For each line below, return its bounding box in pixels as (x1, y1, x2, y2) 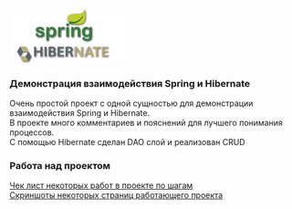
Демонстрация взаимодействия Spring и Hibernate (9, 77, 251, 89)
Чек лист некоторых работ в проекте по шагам (9, 180, 193, 191)
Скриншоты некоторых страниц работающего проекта (9, 190, 224, 201)
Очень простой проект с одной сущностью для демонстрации (9, 98, 254, 109)
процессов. (9, 127, 55, 138)
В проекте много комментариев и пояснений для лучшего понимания (9, 118, 283, 129)
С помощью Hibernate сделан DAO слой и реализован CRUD (9, 137, 245, 148)
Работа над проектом (9, 160, 111, 172)
